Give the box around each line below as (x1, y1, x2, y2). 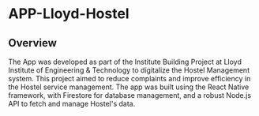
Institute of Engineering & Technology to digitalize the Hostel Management (8, 65, 250, 75)
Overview (8, 36, 58, 50)
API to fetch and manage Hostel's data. (8, 99, 136, 108)
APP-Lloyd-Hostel (8, 5, 129, 23)
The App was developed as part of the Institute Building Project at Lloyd (8, 57, 242, 66)
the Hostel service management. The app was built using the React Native (8, 82, 250, 92)
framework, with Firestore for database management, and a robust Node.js (8, 91, 251, 99)
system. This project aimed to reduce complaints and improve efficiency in (8, 74, 251, 83)
